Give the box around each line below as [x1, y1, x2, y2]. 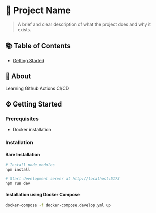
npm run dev [5, 181, 30, 186]
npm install [5, 167, 30, 172]
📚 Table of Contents [5, 42, 71, 50]
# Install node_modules [5, 163, 55, 168]
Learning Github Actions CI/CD [5, 85, 69, 91]
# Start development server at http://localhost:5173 [5, 176, 120, 181]
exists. [17, 26, 31, 32]
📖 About [5, 72, 31, 81]
